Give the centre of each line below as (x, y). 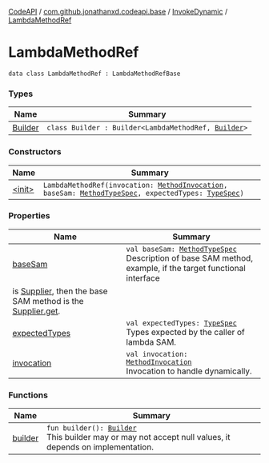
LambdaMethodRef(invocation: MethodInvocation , (135, 185)
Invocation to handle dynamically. (189, 371)
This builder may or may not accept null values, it (139, 437)
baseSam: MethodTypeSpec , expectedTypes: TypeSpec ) (143, 193)
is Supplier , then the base (60, 291)
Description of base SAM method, (190, 257)
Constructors (35, 152)
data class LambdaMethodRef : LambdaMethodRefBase (94, 74)
